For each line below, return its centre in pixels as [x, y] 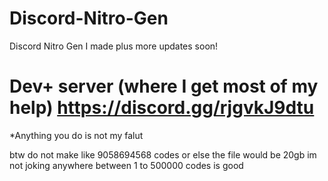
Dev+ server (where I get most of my [164, 86]
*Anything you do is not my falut [76, 135]
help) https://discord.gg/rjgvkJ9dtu [162, 108]
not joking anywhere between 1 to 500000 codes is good [126, 165]
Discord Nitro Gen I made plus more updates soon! [114, 46]
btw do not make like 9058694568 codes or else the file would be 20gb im [163, 154]
